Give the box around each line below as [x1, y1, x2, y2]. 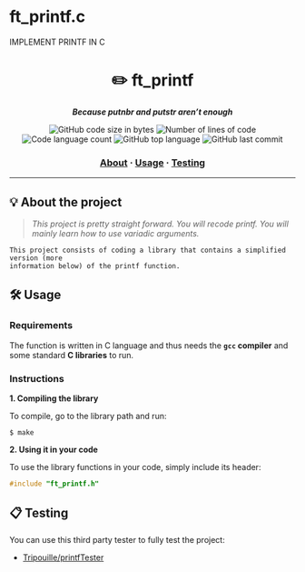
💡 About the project [9, 194, 123, 210]
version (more [9, 253, 64, 263]
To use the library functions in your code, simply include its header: [9, 461, 261, 472]
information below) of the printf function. [9, 261, 181, 270]
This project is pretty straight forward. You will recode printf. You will [31, 218, 289, 229]
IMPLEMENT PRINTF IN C [9, 36, 106, 47]
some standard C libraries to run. [9, 349, 134, 360]
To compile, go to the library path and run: [9, 410, 167, 421]
